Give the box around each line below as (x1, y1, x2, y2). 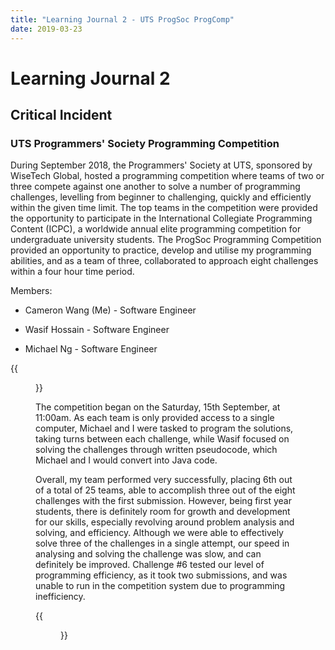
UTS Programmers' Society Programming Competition (10, 137, 280, 150)
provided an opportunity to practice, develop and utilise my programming (10, 244, 312, 256)
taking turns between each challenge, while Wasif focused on (35, 433, 290, 445)
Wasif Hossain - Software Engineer (24, 324, 170, 336)
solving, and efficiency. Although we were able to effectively (35, 527, 284, 539)
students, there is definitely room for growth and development (35, 506, 291, 518)
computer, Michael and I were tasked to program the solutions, (35, 422, 294, 435)
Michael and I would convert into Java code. (35, 454, 218, 466)
